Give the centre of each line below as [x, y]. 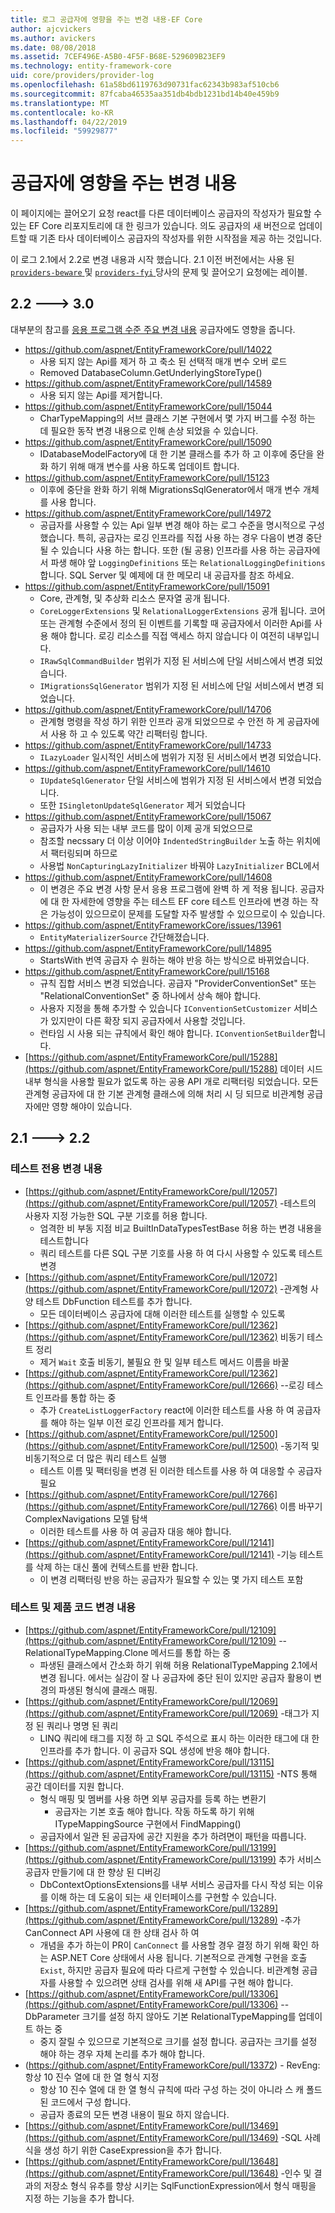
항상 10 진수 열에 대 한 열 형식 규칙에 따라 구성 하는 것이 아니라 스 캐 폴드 [181, 2089]
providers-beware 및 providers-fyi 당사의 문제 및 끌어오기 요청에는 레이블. [159, 272]
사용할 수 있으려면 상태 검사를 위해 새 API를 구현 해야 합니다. [176, 1982]
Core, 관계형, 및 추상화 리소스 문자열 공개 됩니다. [134, 598]
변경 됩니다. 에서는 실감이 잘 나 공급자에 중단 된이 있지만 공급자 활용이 [175, 1677]
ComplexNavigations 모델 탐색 [86, 1518]
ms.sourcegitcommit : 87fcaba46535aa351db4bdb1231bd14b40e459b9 [145, 94]
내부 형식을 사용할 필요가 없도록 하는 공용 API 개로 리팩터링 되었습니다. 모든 [171, 1081]
